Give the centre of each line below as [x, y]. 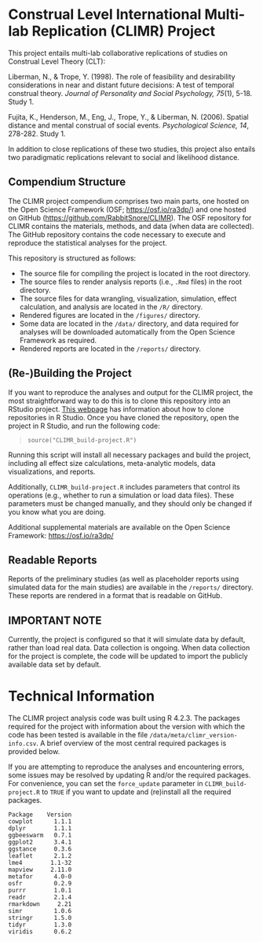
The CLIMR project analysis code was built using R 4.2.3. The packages [124, 719]
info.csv [22, 744]
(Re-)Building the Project [70, 373]
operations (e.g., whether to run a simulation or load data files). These [121, 495]
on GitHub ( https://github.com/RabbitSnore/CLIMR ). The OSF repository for [130, 217]
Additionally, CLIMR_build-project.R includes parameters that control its [124, 486]
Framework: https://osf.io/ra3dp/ [61, 535]
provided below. [34, 752]
